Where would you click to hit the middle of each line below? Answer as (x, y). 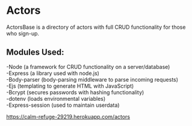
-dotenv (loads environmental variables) (56, 98)
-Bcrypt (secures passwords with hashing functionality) (75, 92)
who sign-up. (23, 33)
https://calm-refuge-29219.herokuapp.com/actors (68, 116)
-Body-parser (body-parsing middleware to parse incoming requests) (92, 79)
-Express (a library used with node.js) (53, 73)
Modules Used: (35, 52)
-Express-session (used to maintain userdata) (63, 105)
